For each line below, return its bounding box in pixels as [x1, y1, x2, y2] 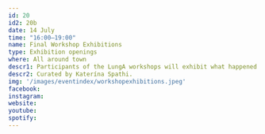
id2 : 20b [8, 19, 37, 27]
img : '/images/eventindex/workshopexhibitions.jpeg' [8, 77, 186, 85]
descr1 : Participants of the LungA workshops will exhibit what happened [8, 63, 258, 71]
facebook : [8, 84, 41, 93]
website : [8, 99, 37, 107]
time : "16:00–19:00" [8, 33, 77, 42]
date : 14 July [8, 26, 56, 34]
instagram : [8, 92, 44, 100]
